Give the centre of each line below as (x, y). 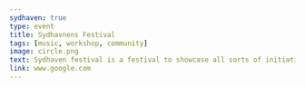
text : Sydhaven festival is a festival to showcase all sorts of (135, 60)
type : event (32, 26)
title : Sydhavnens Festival (63, 34)
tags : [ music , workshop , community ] (79, 43)
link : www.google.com (50, 69)
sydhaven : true (38, 18)
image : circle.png (44, 52)
